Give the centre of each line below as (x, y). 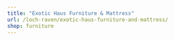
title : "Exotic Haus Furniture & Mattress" (71, 13)
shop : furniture (30, 26)
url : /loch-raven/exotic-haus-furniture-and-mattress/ (88, 20)
